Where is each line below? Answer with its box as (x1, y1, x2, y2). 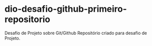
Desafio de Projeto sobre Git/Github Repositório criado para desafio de (4, 30, 147, 36)
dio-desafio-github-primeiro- (4, 3, 127, 15)
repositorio (4, 14, 50, 25)
